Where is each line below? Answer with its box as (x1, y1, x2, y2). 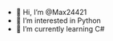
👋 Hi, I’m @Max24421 (15, 8, 87, 17)
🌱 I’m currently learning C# (15, 24, 105, 33)
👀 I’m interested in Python (15, 16, 102, 25)
